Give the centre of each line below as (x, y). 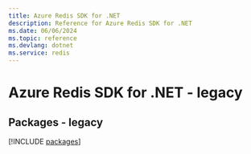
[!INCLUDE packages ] (45, 142)
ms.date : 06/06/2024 (43, 30)
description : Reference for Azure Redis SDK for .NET (101, 23)
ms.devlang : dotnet (41, 46)
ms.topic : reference (43, 38)
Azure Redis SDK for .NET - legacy (125, 93)
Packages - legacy (56, 122)
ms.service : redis (39, 53)
